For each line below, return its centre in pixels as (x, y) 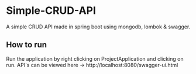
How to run (27, 45)
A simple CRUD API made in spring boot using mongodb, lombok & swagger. (98, 27)
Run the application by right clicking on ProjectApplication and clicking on (95, 58)
